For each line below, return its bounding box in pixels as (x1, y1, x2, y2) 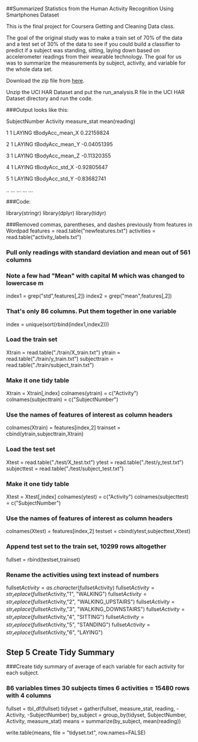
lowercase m (6, 279, 44, 287)
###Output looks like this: (6, 107, 69, 113)
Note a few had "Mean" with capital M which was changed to (6, 272, 185, 280)
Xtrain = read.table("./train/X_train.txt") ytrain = (6, 349, 121, 356)
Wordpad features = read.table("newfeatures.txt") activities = (6, 227, 156, 234)
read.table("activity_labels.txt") (6, 234, 82, 240)
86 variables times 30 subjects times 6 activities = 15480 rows (6, 684, 190, 692)
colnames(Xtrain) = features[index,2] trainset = (6, 424, 121, 431)
